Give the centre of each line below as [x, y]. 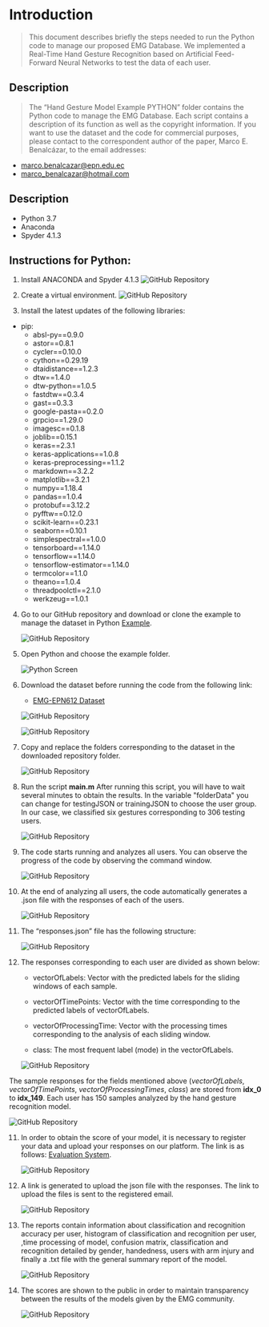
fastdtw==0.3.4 [58, 394]
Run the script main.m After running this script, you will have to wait [133, 787]
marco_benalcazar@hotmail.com [75, 173]
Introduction [51, 15]
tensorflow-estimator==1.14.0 [81, 565]
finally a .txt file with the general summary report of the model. [124, 1260]
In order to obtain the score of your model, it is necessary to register [133, 1138]
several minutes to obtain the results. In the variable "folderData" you [134, 795]
